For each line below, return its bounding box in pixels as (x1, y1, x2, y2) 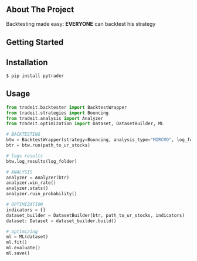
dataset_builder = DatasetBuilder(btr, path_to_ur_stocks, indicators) (6, 212, 185, 218)
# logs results (6, 153, 43, 159)
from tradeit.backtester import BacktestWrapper (6, 104, 127, 111)
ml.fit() (6, 239, 28, 246)
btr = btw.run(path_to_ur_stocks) (6, 142, 91, 149)
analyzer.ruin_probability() (6, 191, 77, 197)
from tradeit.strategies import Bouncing (6, 110, 109, 116)
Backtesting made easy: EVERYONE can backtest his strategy (6, 20, 156, 27)
